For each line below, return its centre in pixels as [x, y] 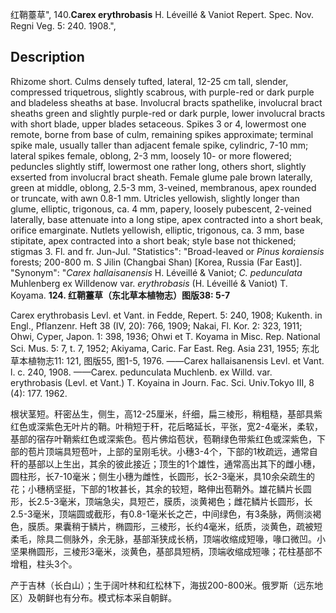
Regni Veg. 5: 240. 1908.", [63, 26]
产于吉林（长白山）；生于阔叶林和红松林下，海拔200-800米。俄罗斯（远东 [162, 585]
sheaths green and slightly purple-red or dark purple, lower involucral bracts [168, 113]
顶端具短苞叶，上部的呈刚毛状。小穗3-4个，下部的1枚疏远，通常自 [181, 451]
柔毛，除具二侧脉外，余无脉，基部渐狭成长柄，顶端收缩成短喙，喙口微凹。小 [168, 539]
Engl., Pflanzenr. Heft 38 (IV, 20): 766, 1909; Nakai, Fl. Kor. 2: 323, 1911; [156, 325]
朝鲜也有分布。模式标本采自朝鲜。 [106, 597]
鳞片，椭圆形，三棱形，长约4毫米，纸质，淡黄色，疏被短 [205, 526]
